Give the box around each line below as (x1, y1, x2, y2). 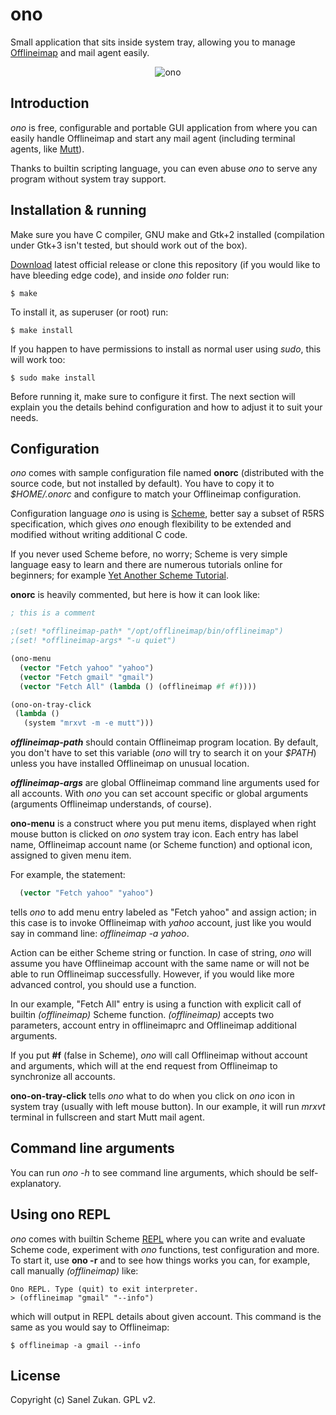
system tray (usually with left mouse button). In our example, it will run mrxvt (10, 1101, 326, 1112)
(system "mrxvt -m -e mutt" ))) (23, 718, 155, 728)
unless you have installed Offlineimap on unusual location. (10, 758, 250, 770)
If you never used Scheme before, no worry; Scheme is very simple (10, 548, 288, 560)
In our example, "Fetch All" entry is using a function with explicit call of (10, 998, 302, 1010)
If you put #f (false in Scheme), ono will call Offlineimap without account (10, 1049, 308, 1061)
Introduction (10, 95, 90, 112)
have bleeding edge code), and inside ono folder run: (10, 269, 230, 281)
